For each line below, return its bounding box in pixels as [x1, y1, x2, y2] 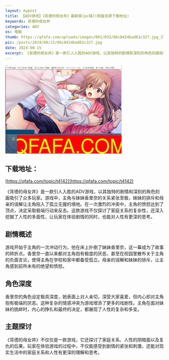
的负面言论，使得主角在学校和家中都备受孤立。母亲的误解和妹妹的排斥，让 [5, 257, 159, 263]
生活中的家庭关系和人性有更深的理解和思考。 [9, 349, 102, 355]
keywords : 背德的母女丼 [5, 19, 50, 24]
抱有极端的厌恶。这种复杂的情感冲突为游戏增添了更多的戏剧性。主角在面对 [5, 300, 159, 306]
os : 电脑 [5, 29, 22, 35]
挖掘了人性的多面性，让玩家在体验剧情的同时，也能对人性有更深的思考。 [5, 214, 155, 220]
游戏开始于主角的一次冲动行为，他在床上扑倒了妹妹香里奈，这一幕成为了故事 [5, 244, 164, 250]
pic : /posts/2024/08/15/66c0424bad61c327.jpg [5, 40, 102, 45]
